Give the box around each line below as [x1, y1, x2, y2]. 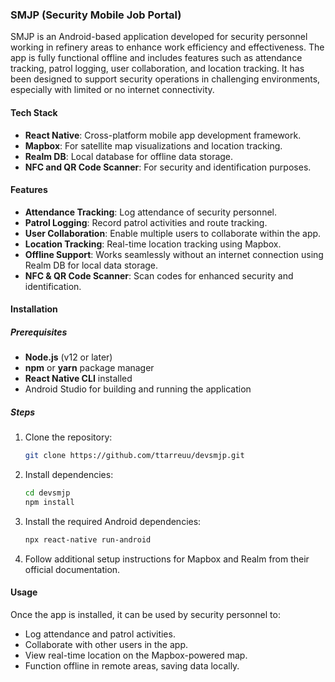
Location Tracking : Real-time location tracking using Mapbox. [24, 238, 282, 250]
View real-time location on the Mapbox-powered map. [24, 649, 248, 661]
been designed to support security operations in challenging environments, [10, 73, 321, 85]
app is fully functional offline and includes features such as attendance [10, 52, 303, 64]
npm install [24, 497, 75, 507]
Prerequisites [10, 326, 68, 338]
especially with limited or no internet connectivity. [10, 84, 215, 96]
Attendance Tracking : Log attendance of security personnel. [24, 206, 278, 218]
